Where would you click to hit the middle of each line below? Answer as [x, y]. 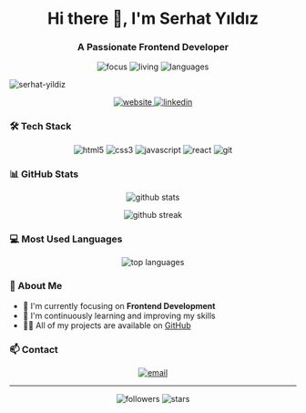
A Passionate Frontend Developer [153, 47]
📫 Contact [34, 349]
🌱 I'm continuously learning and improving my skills [119, 315]
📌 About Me [36, 286]
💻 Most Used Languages [66, 239]
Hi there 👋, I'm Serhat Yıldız [153, 19]
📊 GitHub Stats [44, 174]
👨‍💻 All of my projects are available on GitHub [107, 325]
